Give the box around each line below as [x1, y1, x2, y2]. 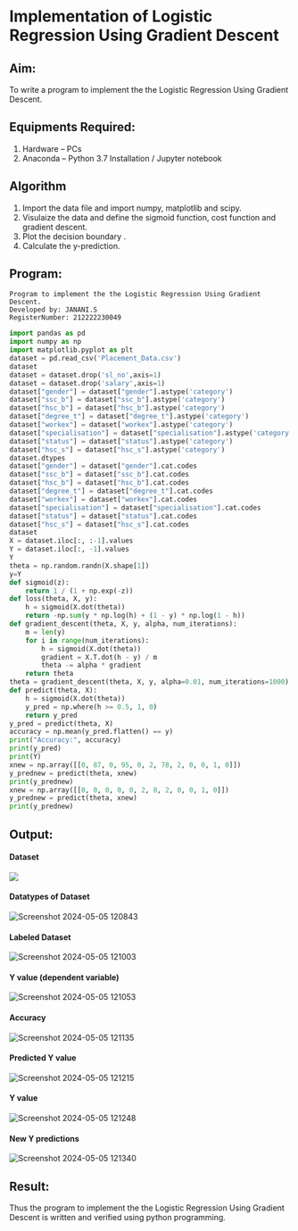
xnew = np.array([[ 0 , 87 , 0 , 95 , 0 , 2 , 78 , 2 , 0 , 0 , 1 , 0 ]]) [9, 761, 242, 769]
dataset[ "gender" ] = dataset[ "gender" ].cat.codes [9, 462, 198, 470]
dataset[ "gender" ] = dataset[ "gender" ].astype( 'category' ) [9, 387, 234, 396]
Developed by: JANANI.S [9, 305, 98, 314]
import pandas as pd [9, 329, 87, 338]
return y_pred [25, 711, 78, 719]
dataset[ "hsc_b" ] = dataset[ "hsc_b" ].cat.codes [9, 478, 190, 487]
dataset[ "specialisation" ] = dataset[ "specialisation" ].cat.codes [9, 503, 261, 512]
